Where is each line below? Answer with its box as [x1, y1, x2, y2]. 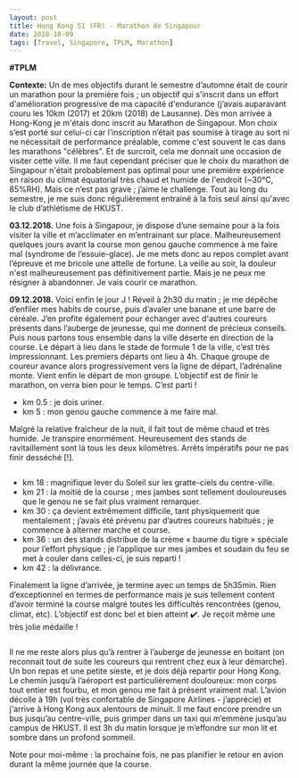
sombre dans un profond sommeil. [9, 732, 136, 743]
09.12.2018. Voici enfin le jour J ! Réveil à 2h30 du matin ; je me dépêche [9, 294, 278, 305]
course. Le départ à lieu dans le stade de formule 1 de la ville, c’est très [9, 342, 270, 352]
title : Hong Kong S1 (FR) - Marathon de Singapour [9, 21, 202, 30]
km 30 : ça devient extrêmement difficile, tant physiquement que [21, 506, 261, 517]
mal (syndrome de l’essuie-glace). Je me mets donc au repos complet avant [9, 249, 289, 260]
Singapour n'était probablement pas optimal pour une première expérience [9, 165, 285, 176]
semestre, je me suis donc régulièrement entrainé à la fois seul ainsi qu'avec [9, 194, 290, 204]
